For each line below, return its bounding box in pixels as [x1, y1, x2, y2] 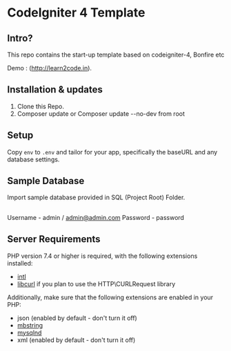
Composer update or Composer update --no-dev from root [17, 109, 185, 118]
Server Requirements [7, 233, 101, 245]
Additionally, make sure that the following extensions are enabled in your [7, 293, 214, 301]
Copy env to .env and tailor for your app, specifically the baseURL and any [7, 148, 218, 156]
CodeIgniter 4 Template [7, 5, 145, 21]
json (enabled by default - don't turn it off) [17, 314, 138, 322]
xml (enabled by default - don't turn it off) [17, 336, 136, 344]
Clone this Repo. [17, 102, 64, 110]
